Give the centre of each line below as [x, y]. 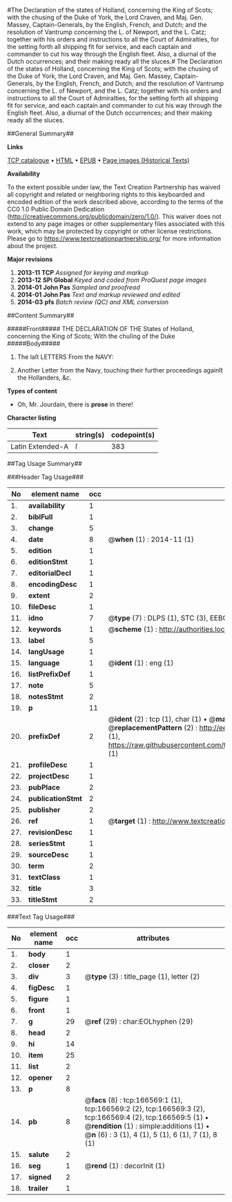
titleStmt [43, 900]
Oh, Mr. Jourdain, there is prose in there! [75, 404]
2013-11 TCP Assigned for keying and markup [83, 273]
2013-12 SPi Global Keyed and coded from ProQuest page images [112, 280]
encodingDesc [53, 584]
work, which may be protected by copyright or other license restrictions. [110, 231]
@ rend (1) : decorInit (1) [125, 1166]
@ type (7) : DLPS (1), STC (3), [158, 618]
